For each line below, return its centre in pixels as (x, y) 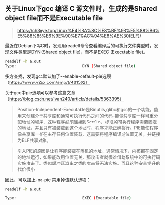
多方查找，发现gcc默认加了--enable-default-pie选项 (58, 76)
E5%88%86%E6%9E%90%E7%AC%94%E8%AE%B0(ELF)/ (79, 36)
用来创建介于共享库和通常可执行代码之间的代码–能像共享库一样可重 (85, 116)
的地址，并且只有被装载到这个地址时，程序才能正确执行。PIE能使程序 (87, 128)
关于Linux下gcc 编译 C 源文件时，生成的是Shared (81, 9)
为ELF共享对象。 (34, 140)
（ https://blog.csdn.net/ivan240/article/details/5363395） (64, 99)
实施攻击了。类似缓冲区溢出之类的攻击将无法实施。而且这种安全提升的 (89, 163)
